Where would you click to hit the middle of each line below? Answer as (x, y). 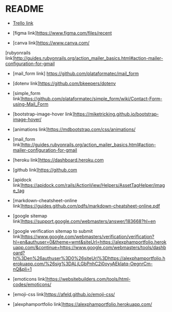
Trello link (23, 23)
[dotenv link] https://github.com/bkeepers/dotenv (64, 83)
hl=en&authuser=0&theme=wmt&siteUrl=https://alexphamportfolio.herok (90, 242)
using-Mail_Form (30, 104)
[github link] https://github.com (45, 170)
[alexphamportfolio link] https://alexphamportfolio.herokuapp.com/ (82, 304)
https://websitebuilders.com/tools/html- (89, 279)
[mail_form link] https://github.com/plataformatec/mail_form (76, 73)
